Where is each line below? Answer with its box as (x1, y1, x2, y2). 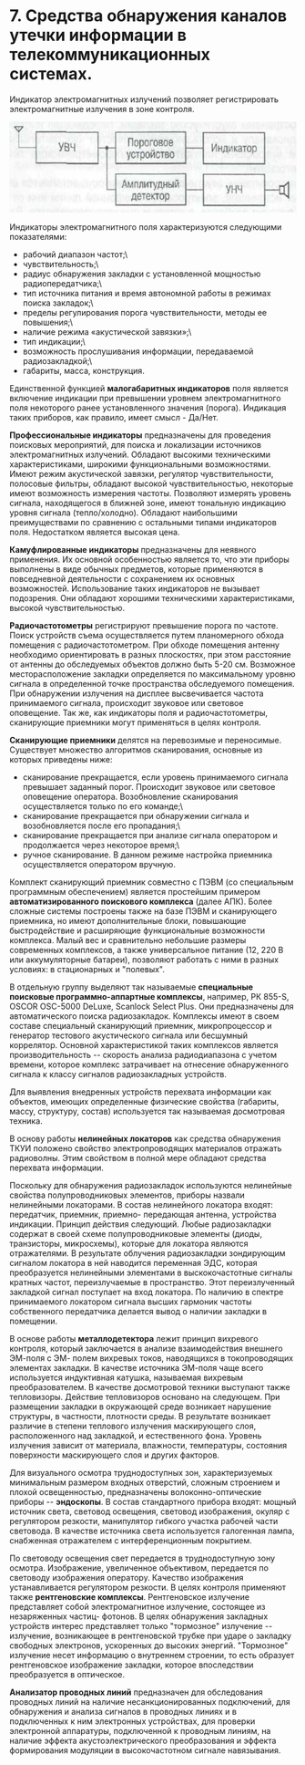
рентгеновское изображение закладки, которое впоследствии (9, 1659, 254, 1670)
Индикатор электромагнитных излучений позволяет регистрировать (9, 93, 280, 105)
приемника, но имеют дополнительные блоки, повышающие (9, 916, 247, 927)
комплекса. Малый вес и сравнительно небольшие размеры (9, 935, 247, 946)
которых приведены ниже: (9, 754, 113, 765)
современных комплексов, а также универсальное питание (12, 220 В (9, 945, 284, 956)
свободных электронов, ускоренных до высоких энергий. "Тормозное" (9, 1640, 289, 1651)
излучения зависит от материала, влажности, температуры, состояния (9, 1440, 288, 1451)
